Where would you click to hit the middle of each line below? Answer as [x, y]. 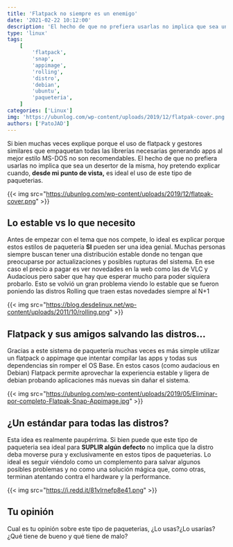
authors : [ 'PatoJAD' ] [38, 123]
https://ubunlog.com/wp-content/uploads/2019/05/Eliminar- [132, 394]
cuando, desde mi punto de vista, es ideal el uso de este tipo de [100, 173]
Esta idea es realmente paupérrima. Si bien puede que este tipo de [102, 439]
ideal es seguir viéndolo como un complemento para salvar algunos [104, 462]
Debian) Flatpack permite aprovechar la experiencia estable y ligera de [108, 373]
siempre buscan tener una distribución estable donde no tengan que [105, 254]
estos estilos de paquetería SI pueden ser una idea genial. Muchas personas [116, 247]
